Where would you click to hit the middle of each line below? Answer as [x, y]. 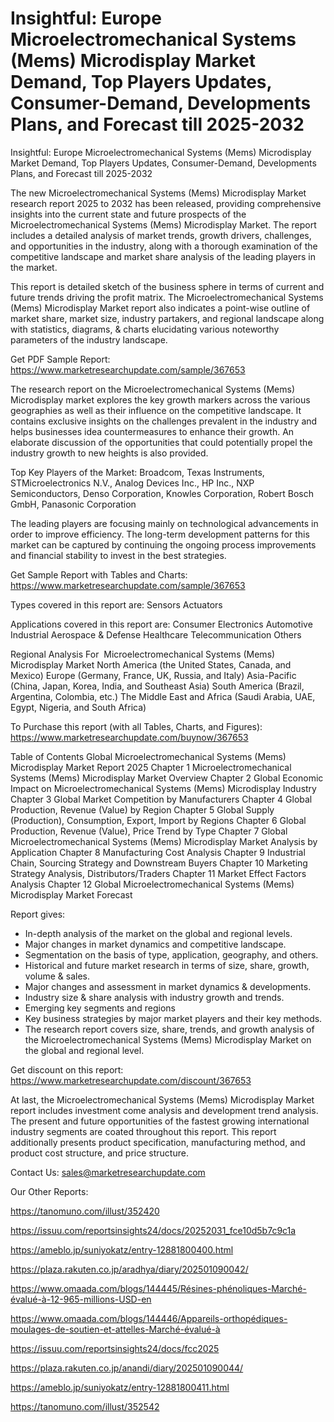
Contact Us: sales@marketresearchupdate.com [108, 1172]
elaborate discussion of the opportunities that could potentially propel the [161, 442]
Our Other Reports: [49, 1191]
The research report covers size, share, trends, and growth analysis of [169, 1029]
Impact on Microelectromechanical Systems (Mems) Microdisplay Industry [163, 788]
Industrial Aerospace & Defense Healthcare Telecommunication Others [156, 634]
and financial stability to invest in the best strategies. [118, 555]
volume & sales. [57, 976]
